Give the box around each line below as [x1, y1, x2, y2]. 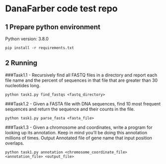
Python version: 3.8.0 [5, 36, 49, 42]
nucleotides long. [5, 82, 41, 88]
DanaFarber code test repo [5, 3, 118, 14]
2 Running [5, 59, 38, 67]
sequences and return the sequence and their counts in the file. [5, 106, 135, 112]
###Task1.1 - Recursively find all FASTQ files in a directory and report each [5, 72, 158, 78]
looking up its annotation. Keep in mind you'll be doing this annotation [5, 129, 148, 135]
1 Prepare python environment [5, 23, 101, 31]
